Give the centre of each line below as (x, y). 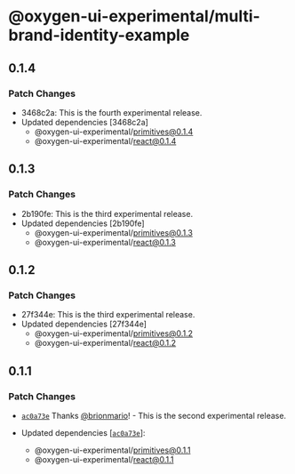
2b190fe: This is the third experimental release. (107, 213)
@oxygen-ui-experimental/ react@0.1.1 (104, 459)
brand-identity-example (99, 35)
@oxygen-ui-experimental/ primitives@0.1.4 (114, 132)
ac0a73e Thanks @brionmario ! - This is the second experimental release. (153, 415)
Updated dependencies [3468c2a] (84, 122)
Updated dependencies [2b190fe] (83, 223)
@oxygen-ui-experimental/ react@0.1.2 (105, 343)
